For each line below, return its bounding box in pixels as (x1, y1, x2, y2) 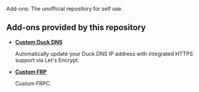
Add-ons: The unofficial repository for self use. (6, 5, 123, 12)
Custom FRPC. (14, 79, 52, 87)
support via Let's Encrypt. (14, 57, 80, 64)
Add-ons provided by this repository (6, 22, 146, 32)
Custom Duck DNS (14, 38, 63, 46)
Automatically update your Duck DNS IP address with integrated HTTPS (14, 50, 193, 57)
